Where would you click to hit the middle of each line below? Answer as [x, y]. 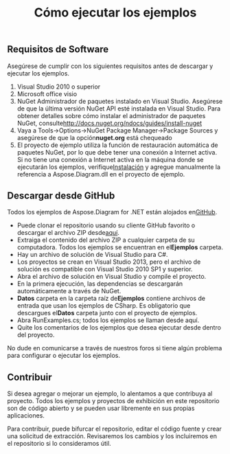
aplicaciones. [26, 416]
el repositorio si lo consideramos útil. [59, 444]
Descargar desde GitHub [61, 196]
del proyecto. [36, 335]
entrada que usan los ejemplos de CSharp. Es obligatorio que [104, 306]
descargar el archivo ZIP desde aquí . [68, 233]
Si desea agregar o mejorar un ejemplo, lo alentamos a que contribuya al [110, 394]
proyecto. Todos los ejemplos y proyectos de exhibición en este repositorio [113, 401]
